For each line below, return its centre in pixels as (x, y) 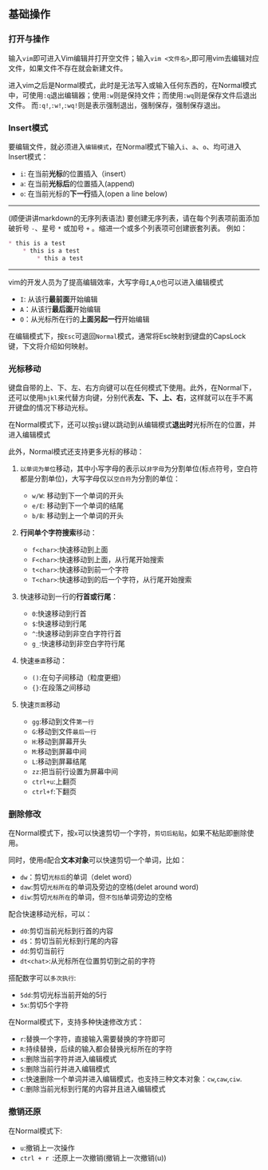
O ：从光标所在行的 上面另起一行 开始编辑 (85, 319)
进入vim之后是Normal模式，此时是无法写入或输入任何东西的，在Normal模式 (132, 85)
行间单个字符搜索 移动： (58, 532)
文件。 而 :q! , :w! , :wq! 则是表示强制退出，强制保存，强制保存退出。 (116, 105)
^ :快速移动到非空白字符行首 (77, 633)
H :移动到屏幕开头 (59, 741)
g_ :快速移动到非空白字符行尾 (78, 643)
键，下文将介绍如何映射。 (50, 345)
